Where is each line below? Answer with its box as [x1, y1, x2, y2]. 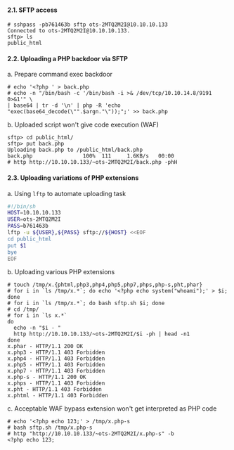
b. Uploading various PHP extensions [7, 268, 115, 276]
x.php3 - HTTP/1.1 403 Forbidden [7, 349, 105, 356]
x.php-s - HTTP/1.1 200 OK [7, 373, 86, 381]
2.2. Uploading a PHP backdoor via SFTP [7, 54, 129, 63]
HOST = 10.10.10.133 [7, 210, 61, 217]
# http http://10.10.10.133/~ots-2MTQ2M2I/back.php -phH [7, 159, 178, 166]
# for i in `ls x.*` [7, 312, 68, 319]
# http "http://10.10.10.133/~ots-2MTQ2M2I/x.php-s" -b [7, 430, 174, 437]
